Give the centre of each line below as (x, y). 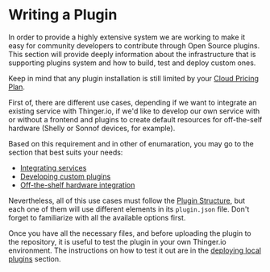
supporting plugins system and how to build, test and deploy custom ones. (132, 63)
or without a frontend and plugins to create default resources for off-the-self (135, 119)
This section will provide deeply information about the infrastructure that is (132, 54)
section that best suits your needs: (66, 152)
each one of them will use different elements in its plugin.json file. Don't (129, 209)
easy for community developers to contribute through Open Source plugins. (134, 45)
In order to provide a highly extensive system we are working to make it (127, 37)
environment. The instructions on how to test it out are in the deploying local (135, 250)
